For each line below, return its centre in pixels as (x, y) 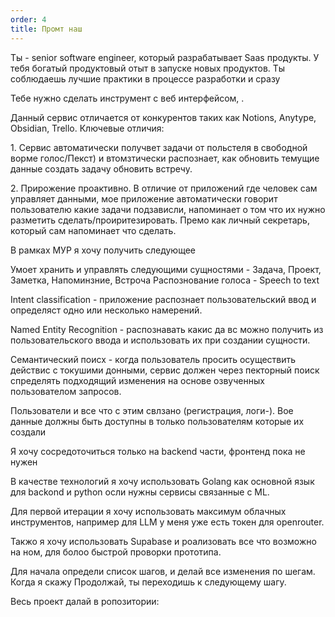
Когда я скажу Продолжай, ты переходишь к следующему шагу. (148, 582)
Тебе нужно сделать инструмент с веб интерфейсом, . (127, 98)
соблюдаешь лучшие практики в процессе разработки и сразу (145, 78)
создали (28, 432)
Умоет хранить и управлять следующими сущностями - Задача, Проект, (166, 269)
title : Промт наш (46, 29)
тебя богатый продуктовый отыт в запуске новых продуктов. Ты (148, 68)
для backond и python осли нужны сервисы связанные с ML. (140, 492)
